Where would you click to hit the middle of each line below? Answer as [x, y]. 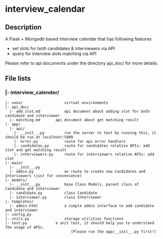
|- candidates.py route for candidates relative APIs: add [82, 146]
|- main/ [14, 163]
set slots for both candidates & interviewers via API [63, 48]
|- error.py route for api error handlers [70, 141]
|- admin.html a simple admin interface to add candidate [82, 206]
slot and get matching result [36, 150]
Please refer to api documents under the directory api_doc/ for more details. [82, 63]
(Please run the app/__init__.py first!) [114, 232]
